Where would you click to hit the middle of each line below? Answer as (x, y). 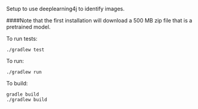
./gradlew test (25, 50)
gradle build (23, 94)
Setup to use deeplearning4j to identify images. (66, 9)
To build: (17, 83)
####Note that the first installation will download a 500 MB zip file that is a (99, 20)
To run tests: (22, 38)
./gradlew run (24, 72)
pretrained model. (28, 27)
